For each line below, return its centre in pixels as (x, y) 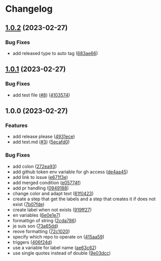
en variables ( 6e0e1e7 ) (37, 215)
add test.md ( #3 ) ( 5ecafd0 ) (41, 142)
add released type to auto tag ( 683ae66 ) (55, 53)
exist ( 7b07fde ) (28, 204)
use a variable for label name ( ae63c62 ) (54, 247)
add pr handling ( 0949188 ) (41, 188)
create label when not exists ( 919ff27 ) (52, 210)
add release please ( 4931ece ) (44, 137)
